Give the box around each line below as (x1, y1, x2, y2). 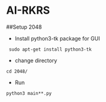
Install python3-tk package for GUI (14, 35, 100, 42)
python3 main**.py (6, 90, 52, 96)
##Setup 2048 (6, 23, 42, 30)
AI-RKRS (6, 4, 51, 17)
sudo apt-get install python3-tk (8, 46, 92, 52)
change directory (14, 57, 58, 64)
